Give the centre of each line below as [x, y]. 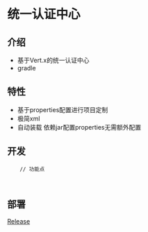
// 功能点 [32, 169]
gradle [26, 68]
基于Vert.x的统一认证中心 [53, 60]
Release [19, 222]
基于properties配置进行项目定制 [63, 109]
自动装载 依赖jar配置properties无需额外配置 [79, 127]
